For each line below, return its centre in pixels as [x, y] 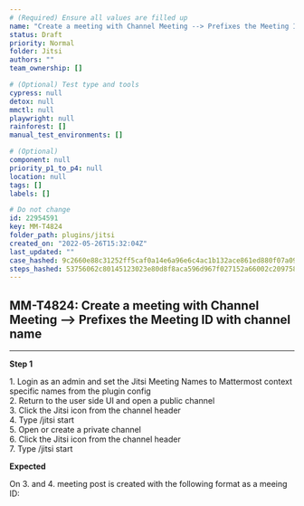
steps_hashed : [36, 269]
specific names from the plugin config [80, 391]
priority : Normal [42, 43]
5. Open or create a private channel [76, 430]
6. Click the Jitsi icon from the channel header [95, 439]
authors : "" [32, 60]
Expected [28, 466]
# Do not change [40, 210]
